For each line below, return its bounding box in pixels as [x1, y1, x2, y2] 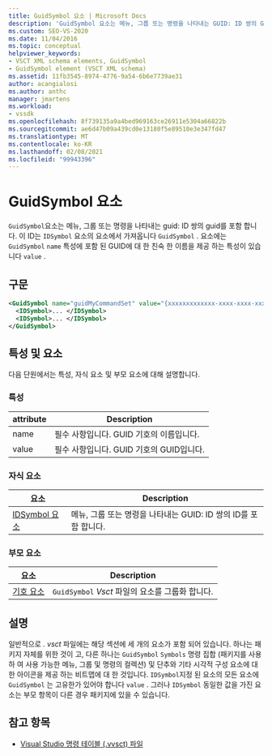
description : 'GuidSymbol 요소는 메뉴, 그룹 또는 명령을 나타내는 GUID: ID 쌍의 [8, 19, 257, 28]
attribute [12, 413, 47, 424]
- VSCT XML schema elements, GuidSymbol [8, 58, 147, 66]
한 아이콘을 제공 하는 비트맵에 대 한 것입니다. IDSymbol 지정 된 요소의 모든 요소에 [8, 670, 259, 680]
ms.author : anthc [8, 87, 67, 96]
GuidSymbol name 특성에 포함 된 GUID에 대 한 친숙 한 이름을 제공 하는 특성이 [8, 241, 247, 251]
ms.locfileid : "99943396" [8, 155, 96, 163]
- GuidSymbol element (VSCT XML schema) [8, 65, 147, 73]
